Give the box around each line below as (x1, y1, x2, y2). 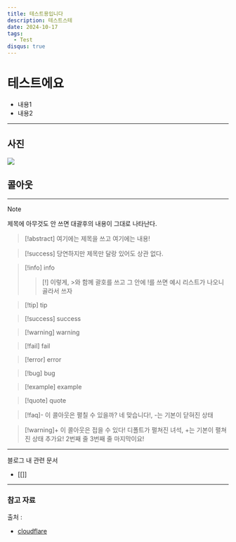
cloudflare (17, 527, 48, 535)
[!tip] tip (24, 301, 48, 309)
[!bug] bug (24, 369, 55, 377)
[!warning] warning (24, 328, 80, 336)
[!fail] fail (24, 341, 51, 350)
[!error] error (24, 355, 62, 363)
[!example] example (24, 382, 82, 391)
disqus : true (7, 43, 46, 50)
